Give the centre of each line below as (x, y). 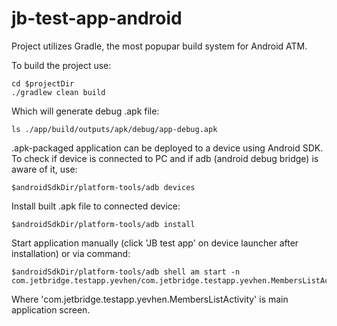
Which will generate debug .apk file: (85, 111)
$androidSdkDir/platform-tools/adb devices (103, 187)
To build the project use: (61, 65)
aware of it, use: (44, 169)
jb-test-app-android (97, 18)
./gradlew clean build (58, 92)
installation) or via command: (71, 253)
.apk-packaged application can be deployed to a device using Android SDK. (167, 148)
